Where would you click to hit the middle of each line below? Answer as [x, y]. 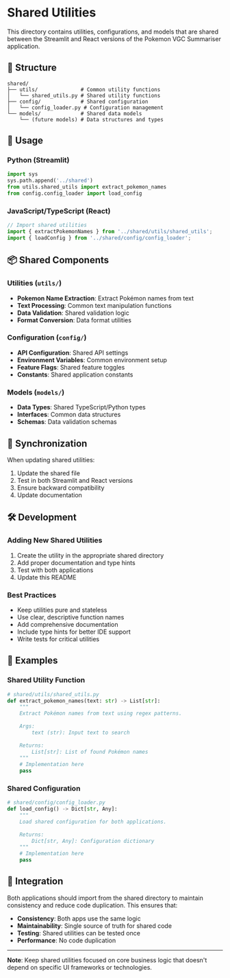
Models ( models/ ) [36, 392]
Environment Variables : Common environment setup [92, 360]
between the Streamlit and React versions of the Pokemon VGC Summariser [114, 38]
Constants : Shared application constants [75, 374]
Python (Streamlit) [38, 160]
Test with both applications [55, 570]
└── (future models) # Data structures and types [92, 119]
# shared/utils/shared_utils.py [53, 694]
